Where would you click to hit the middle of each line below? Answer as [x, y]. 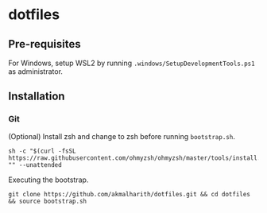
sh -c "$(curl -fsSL [43, 151]
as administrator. [36, 72]
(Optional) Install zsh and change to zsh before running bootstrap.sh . [122, 136]
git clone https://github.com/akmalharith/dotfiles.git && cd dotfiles [129, 194]
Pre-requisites [44, 44]
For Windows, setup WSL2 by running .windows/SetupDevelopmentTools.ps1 [132, 63]
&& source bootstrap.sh [48, 201]
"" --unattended [35, 165]
